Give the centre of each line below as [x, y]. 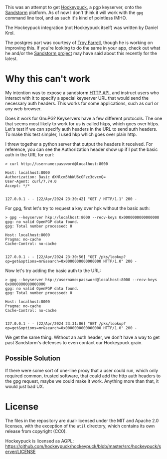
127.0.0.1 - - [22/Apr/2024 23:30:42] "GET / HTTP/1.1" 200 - [71, 199]
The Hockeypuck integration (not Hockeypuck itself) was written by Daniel [82, 28]
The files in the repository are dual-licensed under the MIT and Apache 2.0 [82, 420]
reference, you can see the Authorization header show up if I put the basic [82, 149]
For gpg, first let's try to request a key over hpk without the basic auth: [78, 208]
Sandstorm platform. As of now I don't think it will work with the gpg [74, 13]
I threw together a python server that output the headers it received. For [79, 144]
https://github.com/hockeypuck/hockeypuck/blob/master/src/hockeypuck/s [83, 446]
